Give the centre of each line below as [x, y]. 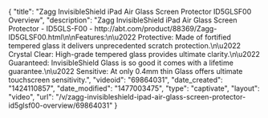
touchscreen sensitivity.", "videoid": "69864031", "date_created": [116, 80]
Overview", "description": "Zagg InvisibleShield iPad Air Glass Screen [123, 20]
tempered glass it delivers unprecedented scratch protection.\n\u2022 [125, 46]
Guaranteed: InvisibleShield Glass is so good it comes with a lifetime [121, 63]
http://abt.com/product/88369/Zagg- [156, 28]
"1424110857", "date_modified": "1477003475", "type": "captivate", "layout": [134, 88]
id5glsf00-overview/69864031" [61, 105]
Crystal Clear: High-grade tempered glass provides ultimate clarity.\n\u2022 [134, 54]
